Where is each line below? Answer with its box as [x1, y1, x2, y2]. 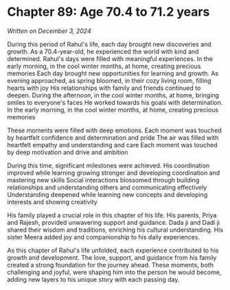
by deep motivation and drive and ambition [7, 148, 128, 156]
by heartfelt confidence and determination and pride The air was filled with [7, 133, 219, 141]
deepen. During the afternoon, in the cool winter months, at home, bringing [7, 90, 220, 99]
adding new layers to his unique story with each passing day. [7, 275, 180, 283]
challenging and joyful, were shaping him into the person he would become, [7, 268, 222, 276]
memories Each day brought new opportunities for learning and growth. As [7, 69, 219, 77]
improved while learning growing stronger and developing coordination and [7, 169, 220, 177]
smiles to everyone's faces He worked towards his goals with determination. [7, 98, 223, 106]
